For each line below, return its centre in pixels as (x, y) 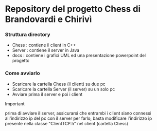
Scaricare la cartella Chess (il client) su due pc (59, 84)
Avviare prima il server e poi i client (47, 94)
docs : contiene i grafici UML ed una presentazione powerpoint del (79, 56)
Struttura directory (28, 35)
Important (15, 104)
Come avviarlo (23, 73)
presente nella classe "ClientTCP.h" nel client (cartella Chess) (67, 123)
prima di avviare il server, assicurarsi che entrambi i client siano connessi (78, 113)
